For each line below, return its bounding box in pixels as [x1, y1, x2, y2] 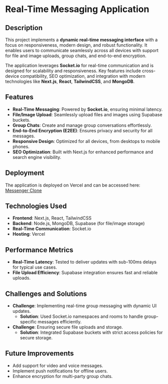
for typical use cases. [12, 264, 57, 270]
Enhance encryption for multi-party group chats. [12, 373, 113, 379]
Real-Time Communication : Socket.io [12, 226, 91, 232]
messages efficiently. [37, 319, 82, 325]
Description [5, 24, 43, 32]
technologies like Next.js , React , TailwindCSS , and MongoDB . [5, 79, 135, 84]
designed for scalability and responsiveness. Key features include [5, 68, 141, 74]
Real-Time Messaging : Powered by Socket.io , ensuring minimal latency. [12, 106, 163, 112]
